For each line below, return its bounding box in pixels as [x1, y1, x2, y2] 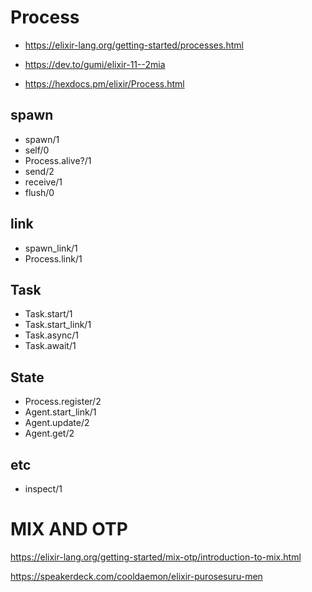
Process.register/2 [24, 396, 102, 408]
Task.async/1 [24, 329, 79, 341]
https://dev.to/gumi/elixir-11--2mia [24, 58, 166, 70]
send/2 [24, 165, 55, 177]
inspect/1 [24, 483, 63, 495]
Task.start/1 [24, 308, 73, 320]
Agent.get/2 [24, 427, 75, 440]
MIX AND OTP [10, 518, 128, 541]
